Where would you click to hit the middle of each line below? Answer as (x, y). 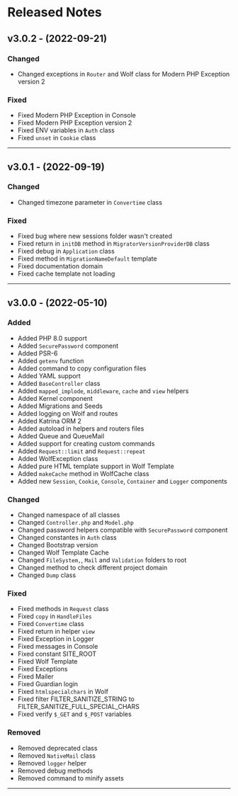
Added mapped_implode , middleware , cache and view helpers (103, 391)
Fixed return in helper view (56, 632)
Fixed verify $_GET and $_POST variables (75, 714)
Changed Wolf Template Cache (63, 552)
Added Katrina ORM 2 (49, 421)
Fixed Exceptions (42, 669)
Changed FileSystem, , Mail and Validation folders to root (102, 560)
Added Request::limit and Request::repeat (81, 451)
